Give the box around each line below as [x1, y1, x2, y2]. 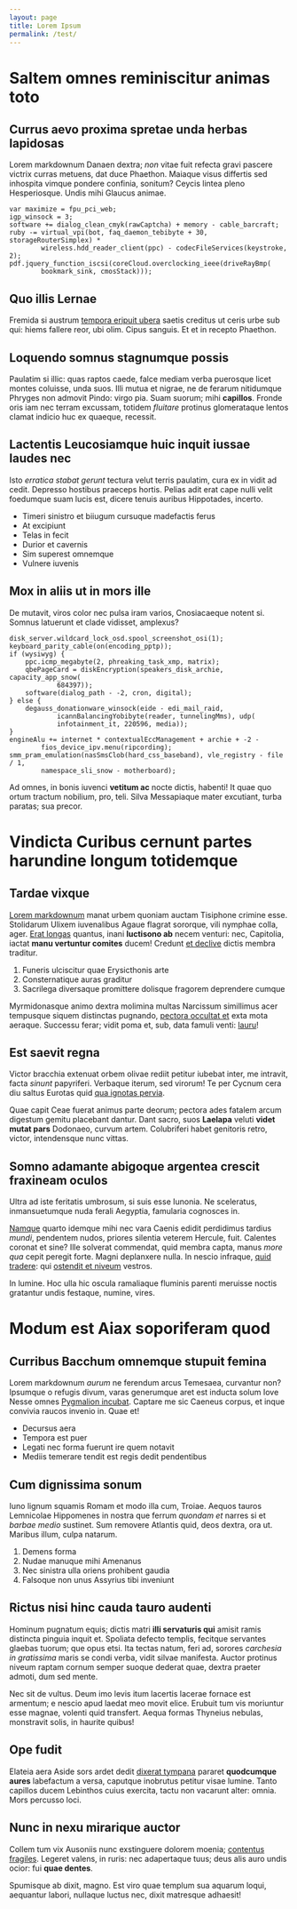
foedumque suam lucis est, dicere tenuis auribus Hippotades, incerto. [9, 493, 263, 504]
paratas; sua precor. [9, 801, 82, 811]
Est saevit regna [9, 1045, 100, 1060]
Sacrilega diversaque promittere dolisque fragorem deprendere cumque [21, 983, 285, 994]
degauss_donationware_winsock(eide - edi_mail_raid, [25, 704, 224, 713]
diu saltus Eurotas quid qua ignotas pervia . [9, 1088, 166, 1098]
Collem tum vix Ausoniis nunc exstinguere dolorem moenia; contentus [9, 1843, 265, 1854]
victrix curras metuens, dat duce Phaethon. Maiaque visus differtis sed [9, 169, 268, 180]
